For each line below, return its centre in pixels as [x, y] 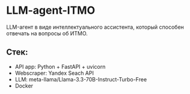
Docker [24, 86]
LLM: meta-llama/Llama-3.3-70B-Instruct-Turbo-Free [81, 79]
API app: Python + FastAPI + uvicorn [60, 66]
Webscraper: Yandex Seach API [54, 73]
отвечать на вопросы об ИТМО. [47, 33]
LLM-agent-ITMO [51, 10]
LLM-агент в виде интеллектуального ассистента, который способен [95, 27]
